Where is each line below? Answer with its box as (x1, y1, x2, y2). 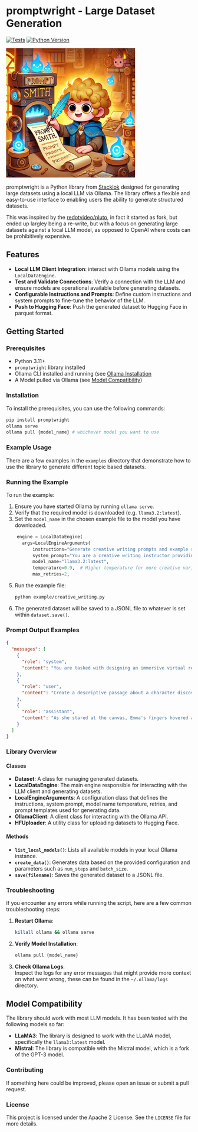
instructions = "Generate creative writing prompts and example (32, 546, 189, 552)
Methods (6, 833, 29, 840)
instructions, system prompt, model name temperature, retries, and (14, 800, 178, 808)
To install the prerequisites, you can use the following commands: (6, 405, 166, 412)
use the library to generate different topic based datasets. (6, 463, 146, 470)
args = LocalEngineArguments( (21, 540, 91, 546)
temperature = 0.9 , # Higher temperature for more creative (32, 565, 181, 571)
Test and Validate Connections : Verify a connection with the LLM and (14, 278, 186, 285)
